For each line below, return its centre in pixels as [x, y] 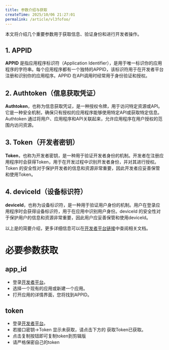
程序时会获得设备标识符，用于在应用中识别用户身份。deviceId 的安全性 [83, 211]
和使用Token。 [21, 174]
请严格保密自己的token [36, 342]
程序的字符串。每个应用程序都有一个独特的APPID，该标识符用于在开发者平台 [84, 69]
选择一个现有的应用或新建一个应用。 [50, 288]
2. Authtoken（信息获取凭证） [52, 93]
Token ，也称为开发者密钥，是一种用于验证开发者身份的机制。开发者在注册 [82, 155]
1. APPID [19, 50]
